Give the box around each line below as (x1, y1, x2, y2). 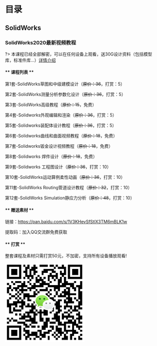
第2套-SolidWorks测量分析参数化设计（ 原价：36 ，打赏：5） (5, 92, 126, 97)
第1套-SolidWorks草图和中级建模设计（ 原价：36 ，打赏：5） (5, 81, 125, 87)
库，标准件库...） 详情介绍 (5, 57, 56, 63)
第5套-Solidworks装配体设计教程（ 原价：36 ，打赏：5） (5, 122, 117, 129)
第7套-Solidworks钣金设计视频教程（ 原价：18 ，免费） (5, 143, 113, 149)
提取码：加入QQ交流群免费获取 (5, 229, 67, 235)
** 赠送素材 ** (5, 207, 34, 213)
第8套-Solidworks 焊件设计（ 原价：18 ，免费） (5, 154, 98, 159)
